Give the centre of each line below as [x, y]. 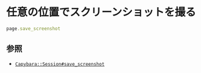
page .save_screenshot [33, 28]
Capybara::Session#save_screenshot [60, 64]
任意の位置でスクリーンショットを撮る [101, 12]
